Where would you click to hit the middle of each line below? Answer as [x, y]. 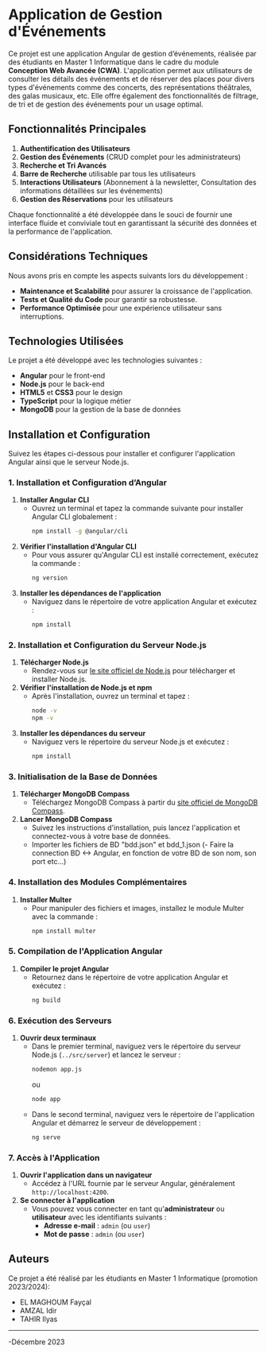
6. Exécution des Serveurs [60, 1021]
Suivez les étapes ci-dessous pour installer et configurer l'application [122, 454]
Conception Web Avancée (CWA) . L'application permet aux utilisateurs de [130, 70]
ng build [46, 1000]
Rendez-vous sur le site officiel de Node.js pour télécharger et [133, 671]
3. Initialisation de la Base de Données [83, 777]
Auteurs [29, 1259]
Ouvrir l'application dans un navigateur [86, 1175]
